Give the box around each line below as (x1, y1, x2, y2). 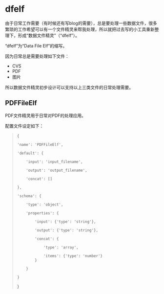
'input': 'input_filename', (26, 159, 83, 164)
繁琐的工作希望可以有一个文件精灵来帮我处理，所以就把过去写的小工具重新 (5, 26, 155, 32)
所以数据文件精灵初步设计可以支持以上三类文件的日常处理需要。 (5, 84, 133, 90)
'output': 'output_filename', (26, 168, 87, 173)
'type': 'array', (43, 245, 79, 250)
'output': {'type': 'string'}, (35, 227, 99, 233)
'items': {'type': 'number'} (43, 253, 102, 258)
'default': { (17, 151, 44, 156)
